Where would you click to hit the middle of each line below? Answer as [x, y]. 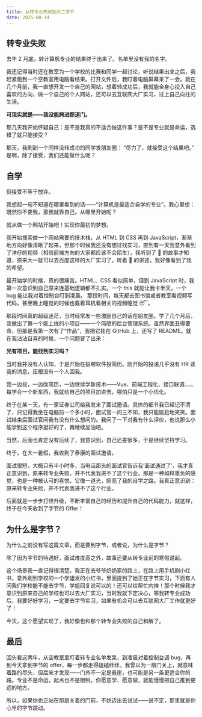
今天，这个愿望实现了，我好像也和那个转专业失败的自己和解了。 [85, 621]
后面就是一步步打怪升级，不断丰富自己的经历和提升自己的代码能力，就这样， [101, 501]
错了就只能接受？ [27, 135]
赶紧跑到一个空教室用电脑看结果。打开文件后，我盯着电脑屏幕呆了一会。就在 [101, 79]
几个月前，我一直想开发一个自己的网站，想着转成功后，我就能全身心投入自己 [101, 87]
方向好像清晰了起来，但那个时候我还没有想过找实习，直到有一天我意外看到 [103, 245]
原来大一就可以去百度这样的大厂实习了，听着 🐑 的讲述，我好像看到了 [102, 260]
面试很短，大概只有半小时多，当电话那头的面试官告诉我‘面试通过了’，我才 [97, 466]
